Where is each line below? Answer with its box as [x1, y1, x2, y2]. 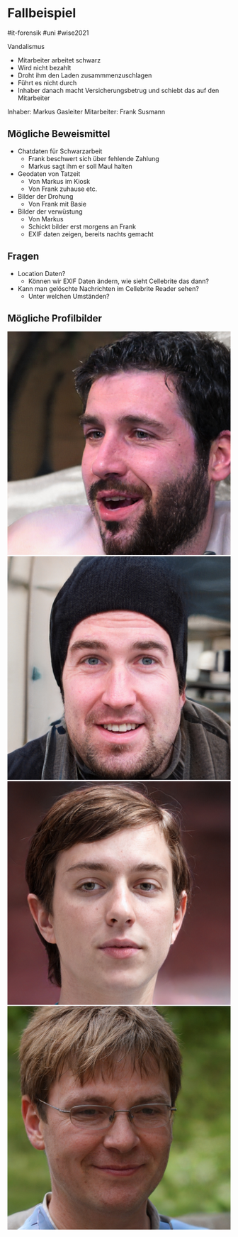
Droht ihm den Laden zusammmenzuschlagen [17, 71, 152, 79]
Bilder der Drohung [17, 192, 74, 200]
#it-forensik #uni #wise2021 [7, 28, 89, 37]
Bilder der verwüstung [17, 207, 83, 216]
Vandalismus [7, 42, 45, 50]
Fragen [7, 251, 40, 263]
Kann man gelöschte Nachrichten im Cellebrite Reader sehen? [17, 284, 200, 292]
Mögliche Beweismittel [7, 128, 110, 140]
